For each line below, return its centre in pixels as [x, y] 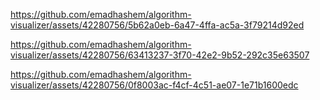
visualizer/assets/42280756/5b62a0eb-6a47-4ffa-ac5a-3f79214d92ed [157, 25]
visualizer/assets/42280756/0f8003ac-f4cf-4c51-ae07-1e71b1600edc [154, 85]
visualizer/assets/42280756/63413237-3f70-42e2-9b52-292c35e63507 [160, 55]
